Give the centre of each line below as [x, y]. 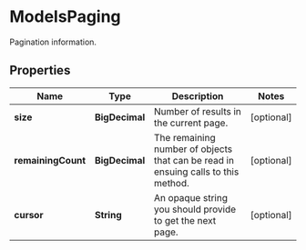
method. [171, 183]
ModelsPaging [65, 17]
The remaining [184, 137]
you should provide [195, 209]
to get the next [185, 220]
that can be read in [194, 160]
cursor [29, 215]
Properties [40, 70]
